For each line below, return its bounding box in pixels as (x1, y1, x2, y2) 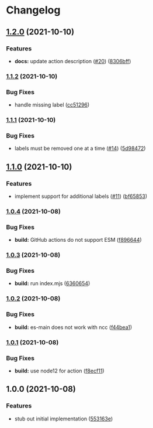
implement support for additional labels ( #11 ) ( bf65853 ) (14, 193, 148, 200)
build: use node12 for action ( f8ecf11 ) (14, 367, 105, 374)
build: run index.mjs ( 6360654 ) (14, 280, 91, 287)
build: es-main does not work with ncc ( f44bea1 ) (14, 323, 133, 331)
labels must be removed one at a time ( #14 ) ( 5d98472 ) (14, 145, 146, 152)
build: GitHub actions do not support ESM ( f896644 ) (14, 237, 142, 244)
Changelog (6, 4, 61, 17)
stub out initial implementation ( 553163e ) (14, 415, 113, 422)
